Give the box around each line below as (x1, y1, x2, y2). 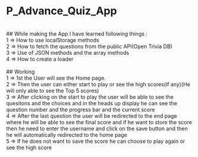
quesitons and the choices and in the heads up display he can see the (6, 99, 177, 106)
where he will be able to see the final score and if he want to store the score (6, 118, 192, 125)
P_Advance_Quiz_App (6, 4, 117, 18)
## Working (6, 68, 35, 75)
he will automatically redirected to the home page (6, 131, 128, 138)
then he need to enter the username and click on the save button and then (6, 125, 188, 132)
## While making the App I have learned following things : (6, 30, 147, 37)
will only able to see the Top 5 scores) (6, 87, 99, 94)
